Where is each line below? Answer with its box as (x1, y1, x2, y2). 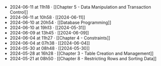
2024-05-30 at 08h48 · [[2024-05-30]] (9, 46, 90, 51)
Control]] (9, 9, 28, 15)
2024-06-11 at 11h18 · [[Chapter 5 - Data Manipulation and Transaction (9, 4, 152, 10)
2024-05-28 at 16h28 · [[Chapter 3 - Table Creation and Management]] (9, 50, 154, 56)
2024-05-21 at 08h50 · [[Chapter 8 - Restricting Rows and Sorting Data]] (9, 56, 157, 61)
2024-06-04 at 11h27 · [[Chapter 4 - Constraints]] (9, 35, 111, 41)
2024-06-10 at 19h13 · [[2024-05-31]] (9, 25, 86, 31)
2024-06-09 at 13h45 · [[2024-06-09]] (9, 30, 89, 35)
